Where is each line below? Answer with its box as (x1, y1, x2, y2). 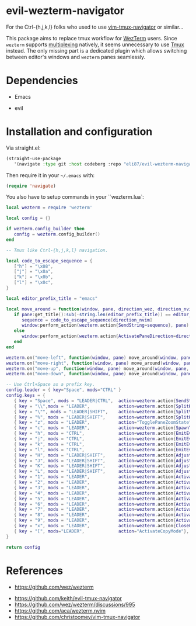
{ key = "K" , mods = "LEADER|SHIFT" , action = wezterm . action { (13, 463, 176, 469)
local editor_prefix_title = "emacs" (6, 295, 98, 302)
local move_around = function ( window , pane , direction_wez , (6, 306, 156, 312)
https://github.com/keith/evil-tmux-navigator (14, 594, 123, 601)
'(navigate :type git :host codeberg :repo (13, 161, 121, 167)
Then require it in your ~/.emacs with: (6, 171, 95, 179)
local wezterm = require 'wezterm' (6, 205, 93, 211)
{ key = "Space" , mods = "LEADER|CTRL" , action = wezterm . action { (13, 397, 176, 404)
